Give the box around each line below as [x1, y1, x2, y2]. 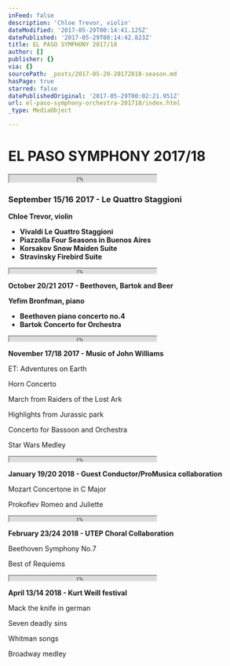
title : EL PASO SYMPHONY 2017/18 [8, 41, 118, 49]
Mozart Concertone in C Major [8, 484, 107, 494]
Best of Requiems [8, 559, 65, 568]
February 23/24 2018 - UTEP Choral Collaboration [8, 528, 174, 539]
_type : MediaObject [8, 107, 72, 115]
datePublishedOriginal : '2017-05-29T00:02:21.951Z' [8, 92, 181, 100]
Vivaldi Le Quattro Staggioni [19, 227, 114, 237]
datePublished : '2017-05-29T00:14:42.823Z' [8, 33, 153, 42]
